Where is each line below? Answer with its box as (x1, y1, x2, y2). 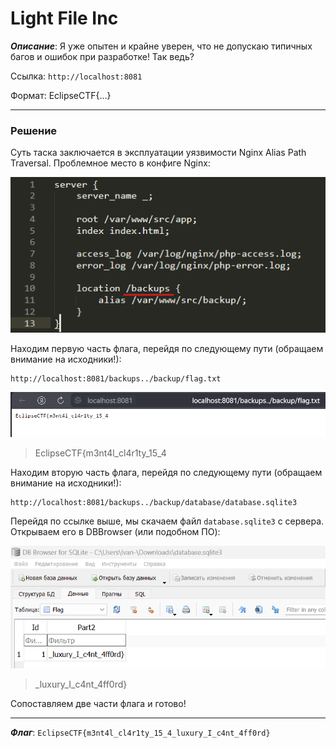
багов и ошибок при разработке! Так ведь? (10, 50, 195, 62)
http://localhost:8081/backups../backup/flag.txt (10, 373, 222, 384)
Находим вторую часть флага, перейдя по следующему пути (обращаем (10, 467, 323, 479)
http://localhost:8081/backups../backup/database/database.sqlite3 (10, 498, 298, 508)
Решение (10, 123, 58, 137)
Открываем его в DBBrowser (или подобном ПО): (10, 526, 221, 538)
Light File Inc (10, 7, 119, 30)
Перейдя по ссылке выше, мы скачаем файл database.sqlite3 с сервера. (10, 515, 325, 527)
